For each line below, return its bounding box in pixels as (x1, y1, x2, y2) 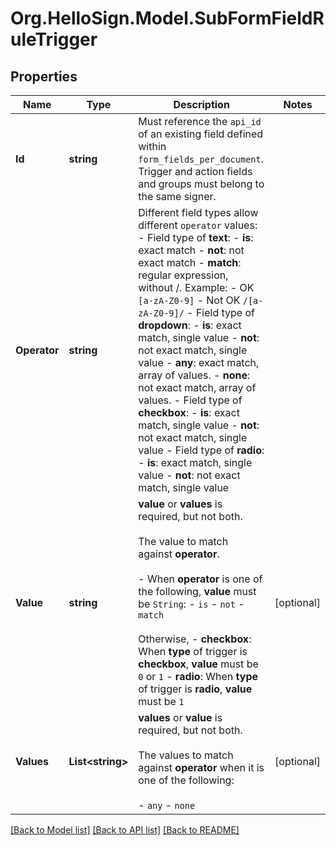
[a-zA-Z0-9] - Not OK (138, 293, 241, 307)
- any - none (138, 798, 196, 812)
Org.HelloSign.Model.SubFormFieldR (10, 7, 325, 30)
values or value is (138, 711, 223, 724)
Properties (10, 68, 78, 85)
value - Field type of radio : (138, 443, 265, 457)
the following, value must (138, 585, 257, 598)
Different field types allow (138, 206, 259, 219)
